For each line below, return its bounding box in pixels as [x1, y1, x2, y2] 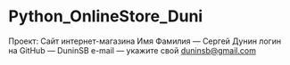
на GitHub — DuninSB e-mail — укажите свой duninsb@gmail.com [8, 45, 256, 55]
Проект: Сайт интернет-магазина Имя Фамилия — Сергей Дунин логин [8, 36, 282, 46]
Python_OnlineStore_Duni [8, 6, 203, 27]
